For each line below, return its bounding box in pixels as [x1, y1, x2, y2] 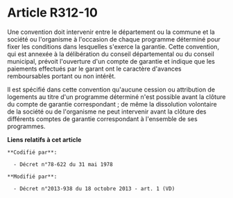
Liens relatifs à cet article [7, 135, 82, 143]
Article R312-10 [7, 5, 98, 21]
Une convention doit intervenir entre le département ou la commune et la [7, 28, 215, 36]
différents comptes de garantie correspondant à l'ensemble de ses [7, 114, 198, 123]
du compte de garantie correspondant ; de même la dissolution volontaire [7, 100, 217, 108]
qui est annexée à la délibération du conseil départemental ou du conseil [7, 50, 215, 58]
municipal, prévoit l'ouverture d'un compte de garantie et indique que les [7, 57, 215, 65]
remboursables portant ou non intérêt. [7, 71, 116, 80]
